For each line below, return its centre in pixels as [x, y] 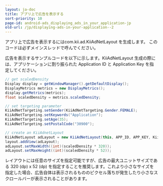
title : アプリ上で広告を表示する [34, 14]
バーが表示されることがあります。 [56, 179]
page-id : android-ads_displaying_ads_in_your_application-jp [68, 23]
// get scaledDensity [27, 79]
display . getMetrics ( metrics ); [36, 93]
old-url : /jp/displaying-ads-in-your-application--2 [59, 28]
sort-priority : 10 [24, 18]
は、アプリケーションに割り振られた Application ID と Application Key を [77, 64]
